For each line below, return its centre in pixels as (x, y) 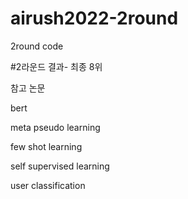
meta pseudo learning (55, 127)
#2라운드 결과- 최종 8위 (56, 66)
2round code (37, 46)
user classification (48, 185)
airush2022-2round (94, 18)
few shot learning (46, 146)
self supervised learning (60, 166)
